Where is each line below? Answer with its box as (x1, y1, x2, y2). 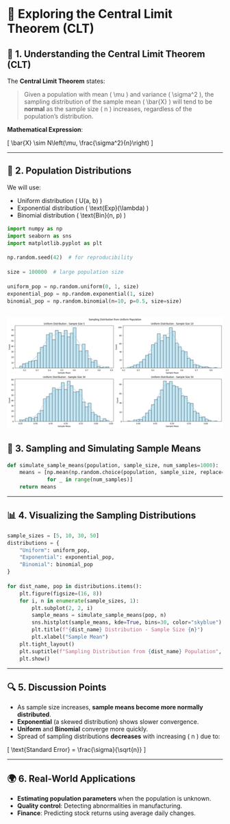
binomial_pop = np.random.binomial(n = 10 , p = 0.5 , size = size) (7, 298, 183, 305)
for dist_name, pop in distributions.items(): (7, 582, 142, 589)
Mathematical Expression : (7, 126, 84, 133)
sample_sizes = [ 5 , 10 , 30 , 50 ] (7, 532, 99, 539)
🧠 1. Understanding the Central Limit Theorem (7, 48, 205, 60)
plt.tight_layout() (19, 641, 75, 648)
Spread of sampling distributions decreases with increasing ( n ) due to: (16, 732, 220, 740)
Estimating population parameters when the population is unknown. (16, 794, 212, 803)
